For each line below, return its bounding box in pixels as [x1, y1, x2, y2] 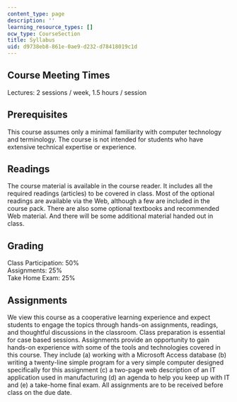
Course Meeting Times [7, 69, 110, 81]
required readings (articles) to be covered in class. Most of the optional [7, 189, 214, 198]
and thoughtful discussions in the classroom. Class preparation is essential [7, 328, 226, 337]
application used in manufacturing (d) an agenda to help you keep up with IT [7, 373, 230, 382]
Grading [7, 240, 44, 252]
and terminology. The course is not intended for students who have [7, 135, 204, 144]
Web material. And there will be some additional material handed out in [7, 212, 214, 220]
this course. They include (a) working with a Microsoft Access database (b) [7, 351, 227, 360]
